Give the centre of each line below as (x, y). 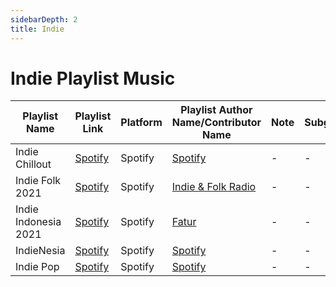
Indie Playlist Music (93, 78)
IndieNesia (40, 251)
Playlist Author (216, 110)
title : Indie (37, 29)
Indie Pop (37, 267)
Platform (141, 123)
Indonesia (38, 222)
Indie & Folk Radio (214, 187)
